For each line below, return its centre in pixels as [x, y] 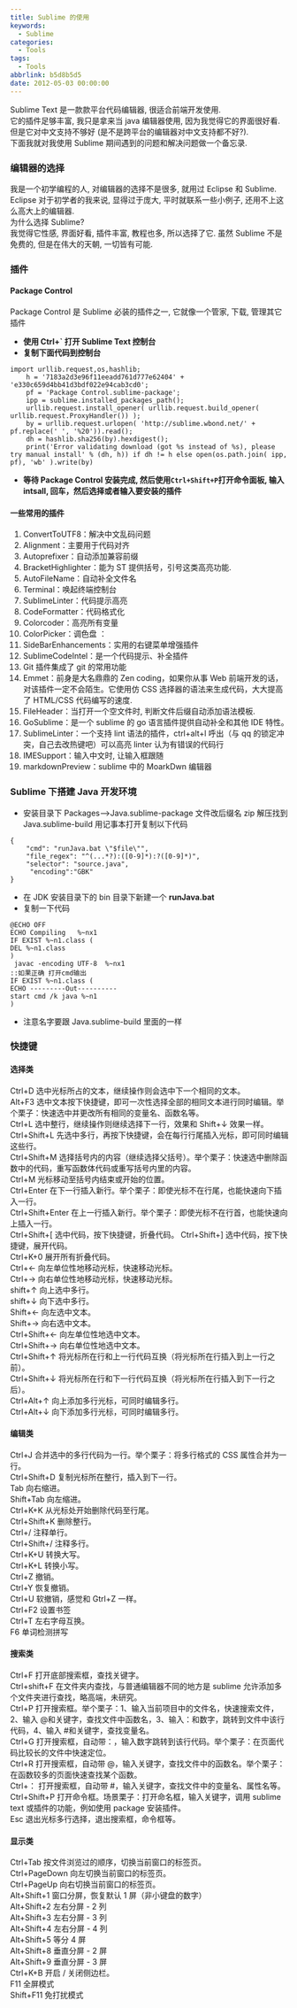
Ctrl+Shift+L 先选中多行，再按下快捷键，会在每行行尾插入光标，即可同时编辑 [149, 1135]
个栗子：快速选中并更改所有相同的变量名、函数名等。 [107, 1113]
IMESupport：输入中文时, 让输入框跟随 [93, 756]
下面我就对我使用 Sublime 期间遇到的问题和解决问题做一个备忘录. [129, 143]
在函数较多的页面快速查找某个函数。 [76, 1775]
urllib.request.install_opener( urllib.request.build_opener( [143, 408]
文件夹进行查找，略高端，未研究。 [80, 1697]
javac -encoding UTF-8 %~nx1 [69, 963]
